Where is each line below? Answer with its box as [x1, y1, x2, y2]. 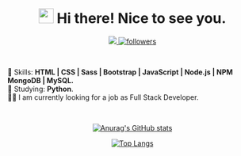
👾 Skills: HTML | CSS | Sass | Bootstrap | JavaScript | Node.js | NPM [7, 67, 233, 77]
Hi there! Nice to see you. [56, 10, 227, 28]
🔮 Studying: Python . [7, 84, 74, 93]
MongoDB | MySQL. [7, 75, 75, 85]
